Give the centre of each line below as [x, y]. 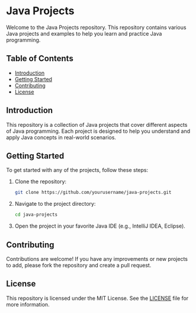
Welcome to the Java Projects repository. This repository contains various [96, 27]
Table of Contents [40, 58]
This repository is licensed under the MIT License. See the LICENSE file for [97, 298]
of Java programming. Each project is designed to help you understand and [98, 131]
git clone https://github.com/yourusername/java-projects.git [93, 193]
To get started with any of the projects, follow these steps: [77, 170]
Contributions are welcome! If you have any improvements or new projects [97, 258]
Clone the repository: [41, 181]
